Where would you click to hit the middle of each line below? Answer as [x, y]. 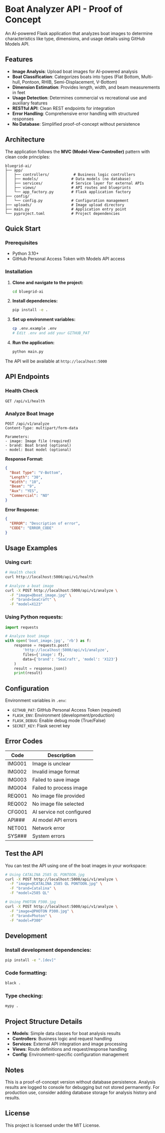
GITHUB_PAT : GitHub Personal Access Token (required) [67, 710]
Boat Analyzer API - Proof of [64, 9]
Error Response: [22, 510]
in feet [19, 92]
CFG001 [18, 812]
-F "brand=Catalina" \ [33, 888]
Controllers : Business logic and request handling [62, 1039]
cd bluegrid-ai [28, 291]
